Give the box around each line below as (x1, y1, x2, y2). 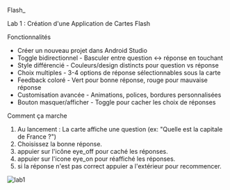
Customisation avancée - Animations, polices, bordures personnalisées (17, 90, 222, 99)
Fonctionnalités (7, 33, 51, 41)
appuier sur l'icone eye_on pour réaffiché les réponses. (17, 155, 176, 163)
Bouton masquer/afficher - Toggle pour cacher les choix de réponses (17, 98, 216, 106)
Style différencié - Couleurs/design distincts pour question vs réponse (17, 61, 219, 69)
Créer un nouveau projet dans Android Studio (17, 47, 148, 54)
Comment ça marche (7, 111, 67, 120)
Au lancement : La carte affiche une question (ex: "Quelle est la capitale (17, 125, 223, 133)
